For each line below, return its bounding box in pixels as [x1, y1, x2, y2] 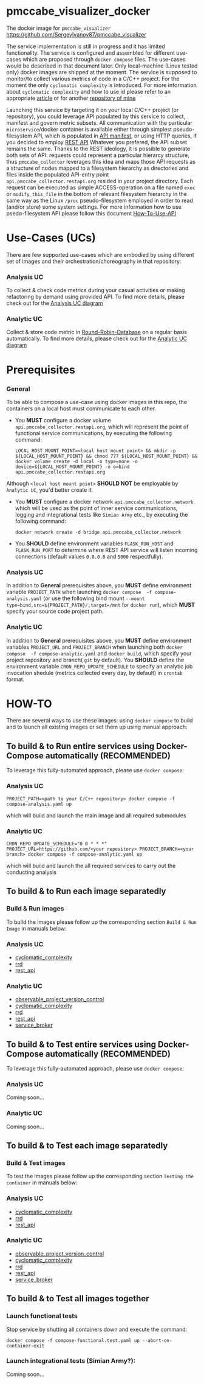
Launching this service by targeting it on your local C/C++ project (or [6, 106, 179, 113]
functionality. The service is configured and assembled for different [6, 49, 175, 56]
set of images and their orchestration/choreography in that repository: [6, 257, 182, 265]
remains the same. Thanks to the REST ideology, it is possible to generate [6, 145, 191, 152]
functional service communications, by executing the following [15, 429, 172, 436]
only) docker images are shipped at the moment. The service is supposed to [6, 68, 197, 75]
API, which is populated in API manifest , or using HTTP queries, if [33, 132, 197, 139]
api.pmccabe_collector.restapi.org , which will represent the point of [15, 423, 189, 430]
